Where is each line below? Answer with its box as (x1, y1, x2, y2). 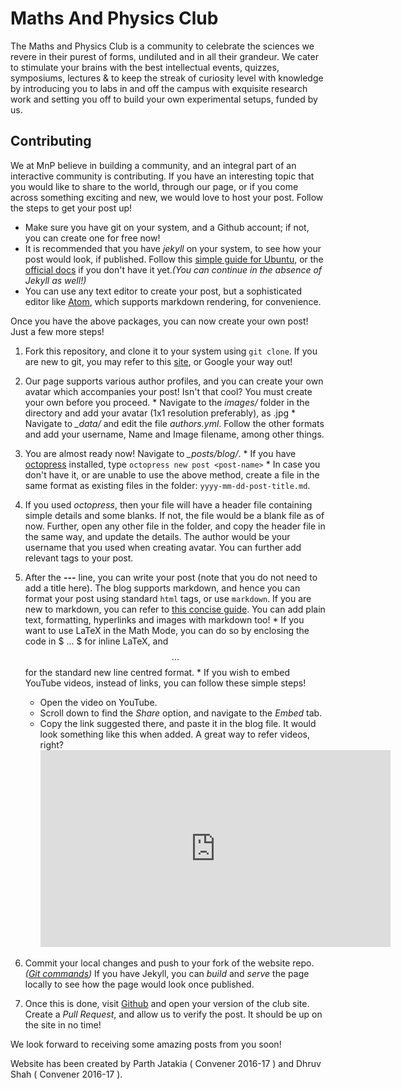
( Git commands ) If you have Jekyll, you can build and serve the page (24, 967, 310, 979)
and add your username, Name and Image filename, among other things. (24, 428, 325, 440)
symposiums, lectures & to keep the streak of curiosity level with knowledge (10, 72, 324, 84)
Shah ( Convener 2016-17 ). (10, 1068, 123, 1080)
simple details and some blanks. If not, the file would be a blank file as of (24, 509, 325, 521)
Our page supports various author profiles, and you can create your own (24, 375, 324, 387)
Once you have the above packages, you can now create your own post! (10, 315, 309, 327)
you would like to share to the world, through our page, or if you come (10, 180, 299, 192)
